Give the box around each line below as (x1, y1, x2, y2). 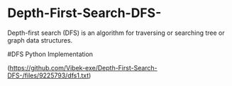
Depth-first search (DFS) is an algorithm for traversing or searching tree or (7, 28, 225, 37)
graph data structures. (7, 36, 73, 44)
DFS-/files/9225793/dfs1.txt (7, 71, 89, 80)
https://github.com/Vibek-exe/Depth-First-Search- (9, 63, 158, 72)
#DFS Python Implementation (7, 50, 94, 58)
